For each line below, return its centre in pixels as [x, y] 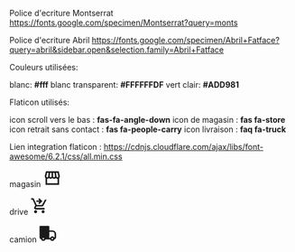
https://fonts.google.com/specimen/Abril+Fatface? [185, 40]
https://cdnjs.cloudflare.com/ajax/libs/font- [184, 147]
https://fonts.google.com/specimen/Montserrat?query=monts [124, 23]
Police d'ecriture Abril [50, 40]
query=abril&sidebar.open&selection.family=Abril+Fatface [116, 50]
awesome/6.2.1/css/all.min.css [66, 156]
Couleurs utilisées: [44, 67]
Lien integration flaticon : [55, 147]
